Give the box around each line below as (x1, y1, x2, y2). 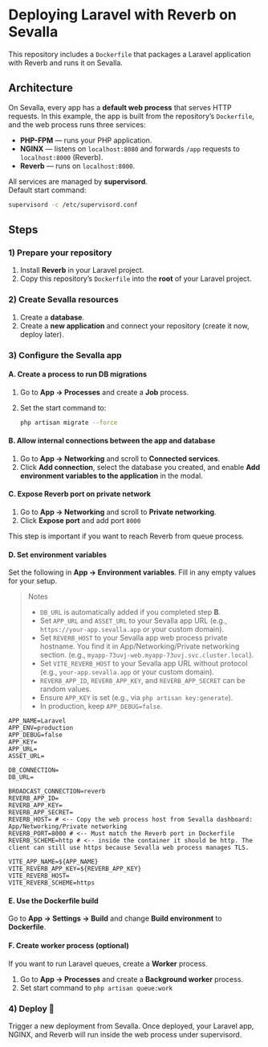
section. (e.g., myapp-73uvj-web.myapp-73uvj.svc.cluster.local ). (39, 650, 254, 660)
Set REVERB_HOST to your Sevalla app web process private (39, 633, 228, 643)
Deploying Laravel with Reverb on (8, 6, 237, 24)
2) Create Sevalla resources (8, 294, 119, 305)
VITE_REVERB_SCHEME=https (8, 879, 95, 887)
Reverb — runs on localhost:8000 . (19, 161, 136, 171)
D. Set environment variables (8, 550, 107, 559)
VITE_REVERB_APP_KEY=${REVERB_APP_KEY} (8, 865, 142, 873)
